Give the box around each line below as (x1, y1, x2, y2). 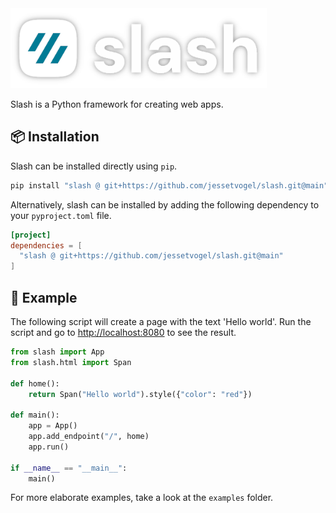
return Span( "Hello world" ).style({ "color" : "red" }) (28, 389, 253, 399)
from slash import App (10, 347, 105, 357)
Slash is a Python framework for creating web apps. (10, 98, 224, 110)
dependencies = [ (10, 240, 83, 251)
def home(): (10, 378, 60, 389)
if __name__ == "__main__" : (10, 463, 128, 473)
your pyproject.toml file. (10, 209, 112, 221)
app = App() (28, 421, 78, 431)
